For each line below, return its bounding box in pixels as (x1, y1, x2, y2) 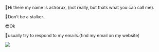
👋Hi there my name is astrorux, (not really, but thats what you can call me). (5, 5, 155, 10)
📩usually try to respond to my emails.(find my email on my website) (5, 33, 140, 38)
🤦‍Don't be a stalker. (5, 14, 45, 19)
